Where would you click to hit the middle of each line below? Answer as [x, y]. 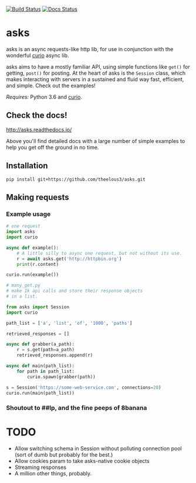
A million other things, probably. [53, 474]
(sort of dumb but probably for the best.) [64, 455]
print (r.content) [38, 264]
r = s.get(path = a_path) [46, 350]
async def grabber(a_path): [40, 344]
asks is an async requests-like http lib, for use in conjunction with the [90, 49]
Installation [27, 166]
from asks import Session [38, 307]
